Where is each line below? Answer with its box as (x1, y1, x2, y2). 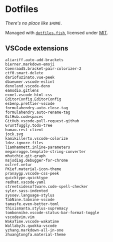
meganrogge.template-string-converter (5, 149, 86, 154)
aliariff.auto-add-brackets (5, 57, 64, 62)
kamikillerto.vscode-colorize (5, 136, 68, 141)
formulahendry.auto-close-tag (5, 105, 68, 110)
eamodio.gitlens (5, 88, 39, 93)
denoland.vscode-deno (5, 83, 50, 88)
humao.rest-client (5, 127, 43, 132)
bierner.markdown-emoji (5, 61, 55, 67)
